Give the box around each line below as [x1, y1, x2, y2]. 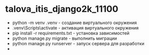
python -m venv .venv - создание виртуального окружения [12, 20, 137, 26]
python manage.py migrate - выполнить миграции [12, 35, 117, 41]
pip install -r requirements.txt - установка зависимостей [12, 30, 130, 36]
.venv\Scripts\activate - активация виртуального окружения [12, 25, 139, 30]
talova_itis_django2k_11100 [5, 3, 118, 15]
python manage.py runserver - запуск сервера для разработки [12, 40, 145, 46]
